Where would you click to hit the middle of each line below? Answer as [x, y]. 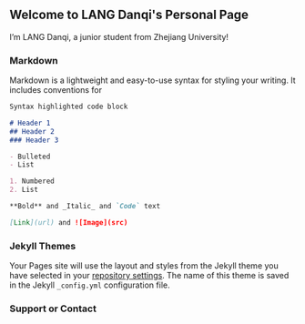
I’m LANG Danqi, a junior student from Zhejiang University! [119, 36]
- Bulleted [30, 157]
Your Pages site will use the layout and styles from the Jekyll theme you [144, 266]
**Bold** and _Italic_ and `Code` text [85, 207]
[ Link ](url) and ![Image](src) [69, 222]
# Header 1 [30, 123]
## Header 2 [32, 131]
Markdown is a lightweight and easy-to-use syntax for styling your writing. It [152, 80]
